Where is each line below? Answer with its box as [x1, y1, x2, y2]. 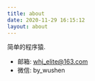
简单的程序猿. [7, 43, 46, 51]
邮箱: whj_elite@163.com [17, 57, 88, 66]
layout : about [7, 23, 49, 30]
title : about [7, 10, 45, 17]
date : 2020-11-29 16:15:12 [7, 17, 85, 24]
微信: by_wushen [17, 66, 66, 75]
